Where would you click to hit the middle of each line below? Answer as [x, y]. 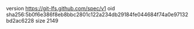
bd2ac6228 [20, 21]
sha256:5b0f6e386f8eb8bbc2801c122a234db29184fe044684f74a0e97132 [97, 14]
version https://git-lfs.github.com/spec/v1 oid [61, 8]
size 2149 [47, 21]
